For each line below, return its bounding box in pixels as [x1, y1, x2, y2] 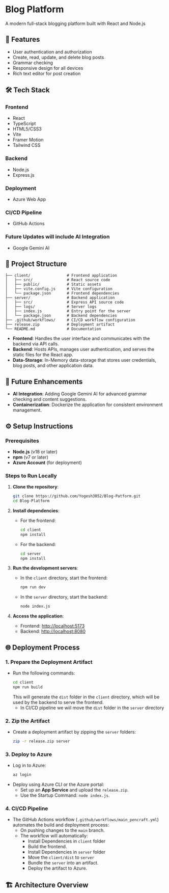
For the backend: [20, 541, 56, 547]
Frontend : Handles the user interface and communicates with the [12, 335, 150, 342]
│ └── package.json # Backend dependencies [5, 313, 117, 318]
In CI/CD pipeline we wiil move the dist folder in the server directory [20, 705, 164, 711]
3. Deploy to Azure [5, 750, 52, 757]
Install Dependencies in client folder [27, 838, 106, 844]
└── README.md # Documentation [5, 327, 101, 332]
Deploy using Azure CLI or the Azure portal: [12, 781, 104, 788]
